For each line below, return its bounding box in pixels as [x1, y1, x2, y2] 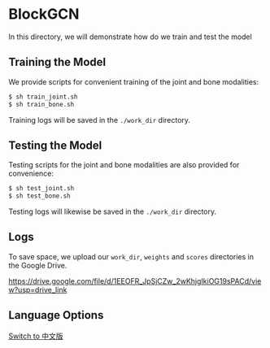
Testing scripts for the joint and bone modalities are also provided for [8, 160, 240, 170]
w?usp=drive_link [8, 285, 67, 294]
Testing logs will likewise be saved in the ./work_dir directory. [8, 207, 217, 216]
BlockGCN [8, 5, 80, 24]
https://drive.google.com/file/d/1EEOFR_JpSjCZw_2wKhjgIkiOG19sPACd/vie [8, 276, 262, 285]
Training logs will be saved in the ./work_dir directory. [8, 115, 191, 124]
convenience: [8, 168, 54, 179]
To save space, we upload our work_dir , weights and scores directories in [8, 251, 255, 261]
